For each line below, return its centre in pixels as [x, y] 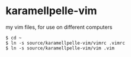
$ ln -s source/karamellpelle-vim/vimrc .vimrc [65, 43]
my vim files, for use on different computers [59, 27]
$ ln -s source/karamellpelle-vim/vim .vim [60, 48]
